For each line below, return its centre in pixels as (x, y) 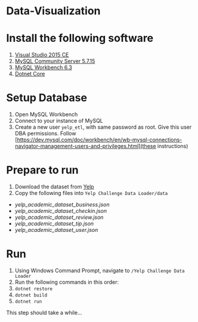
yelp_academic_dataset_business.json (62, 205)
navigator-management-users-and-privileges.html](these (85, 146)
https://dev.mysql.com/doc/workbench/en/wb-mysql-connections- (100, 140)
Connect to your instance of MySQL (59, 121)
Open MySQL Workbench (46, 114)
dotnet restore (34, 289)
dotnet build (31, 295)
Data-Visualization (53, 11)
